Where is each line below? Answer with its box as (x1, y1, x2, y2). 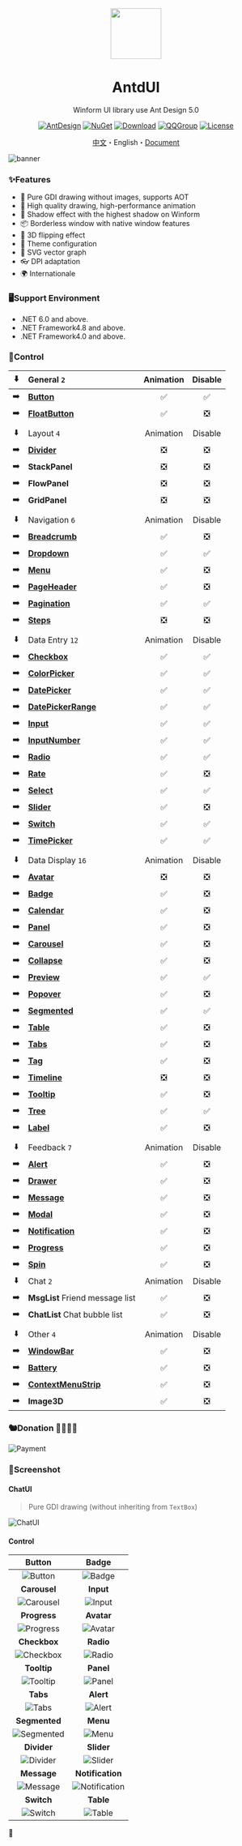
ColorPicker (28, 668, 75, 679)
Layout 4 (28, 428, 61, 439)
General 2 (28, 374, 66, 386)
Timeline (28, 1072, 62, 1083)
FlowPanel (28, 478, 69, 489)
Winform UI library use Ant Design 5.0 (72, 105, 200, 114)
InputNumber (28, 735, 81, 746)
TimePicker (28, 835, 73, 846)
